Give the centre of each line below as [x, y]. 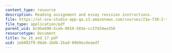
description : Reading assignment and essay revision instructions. [79, 15]
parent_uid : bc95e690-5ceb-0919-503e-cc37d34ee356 [60, 29]
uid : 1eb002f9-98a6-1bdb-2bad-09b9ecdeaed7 [52, 43]
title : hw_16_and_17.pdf [32, 38]
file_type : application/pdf [35, 24]
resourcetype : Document [31, 33]
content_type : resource [31, 10]
